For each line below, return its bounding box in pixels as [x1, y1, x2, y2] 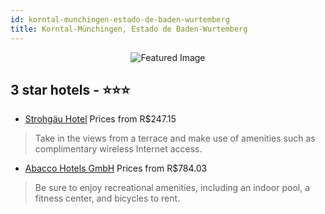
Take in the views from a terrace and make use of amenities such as [34, 132, 316, 145]
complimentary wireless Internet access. [34, 143, 203, 155]
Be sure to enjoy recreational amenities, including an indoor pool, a [34, 182, 311, 194]
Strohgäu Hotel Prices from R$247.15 [24, 113, 177, 125]
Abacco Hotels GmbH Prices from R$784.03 [24, 162, 208, 175]
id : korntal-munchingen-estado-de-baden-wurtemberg [10, 14, 230, 25]
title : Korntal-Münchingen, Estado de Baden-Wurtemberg [10, 24, 248, 34]
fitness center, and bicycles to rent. [34, 192, 181, 205]
